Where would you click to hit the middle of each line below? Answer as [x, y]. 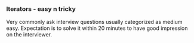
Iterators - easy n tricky [41, 9]
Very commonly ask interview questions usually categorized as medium [94, 22]
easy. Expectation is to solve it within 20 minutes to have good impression [97, 28]
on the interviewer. [29, 35]
